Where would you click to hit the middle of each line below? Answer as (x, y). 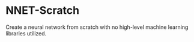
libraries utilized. (26, 33)
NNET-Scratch (42, 10)
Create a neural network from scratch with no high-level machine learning (97, 27)
